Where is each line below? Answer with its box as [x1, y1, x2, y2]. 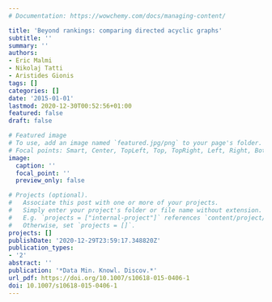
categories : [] [8, 87, 60, 95]
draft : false [8, 117, 53, 125]
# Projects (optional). [8, 191, 89, 199]
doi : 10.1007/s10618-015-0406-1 [8, 281, 117, 290]
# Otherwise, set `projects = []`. [8, 221, 136, 229]
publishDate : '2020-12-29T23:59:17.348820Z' [8, 236, 161, 245]
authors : [8, 49, 38, 57]
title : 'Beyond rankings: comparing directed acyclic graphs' [8, 26, 223, 35]
